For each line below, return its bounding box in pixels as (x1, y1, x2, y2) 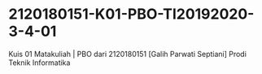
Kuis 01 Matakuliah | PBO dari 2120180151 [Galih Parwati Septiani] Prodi (8, 49, 247, 59)
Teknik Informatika (8, 58, 71, 67)
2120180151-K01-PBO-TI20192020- (8, 5, 255, 24)
